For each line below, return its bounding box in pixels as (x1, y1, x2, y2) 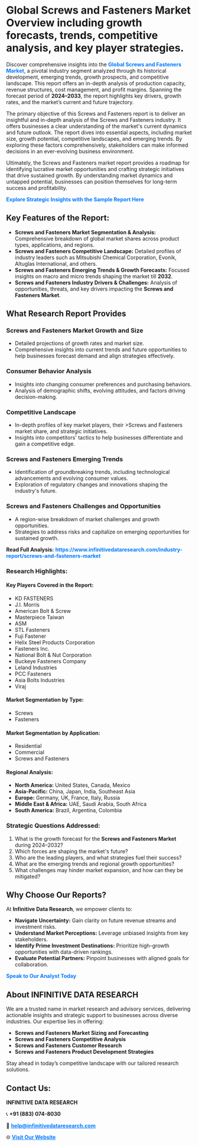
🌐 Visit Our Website (6, 1134, 56, 1141)
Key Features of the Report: (6, 213, 110, 223)
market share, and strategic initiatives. (14, 428, 108, 435)
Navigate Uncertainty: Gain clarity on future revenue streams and (14, 917, 176, 924)
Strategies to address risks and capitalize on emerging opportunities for (14, 528, 190, 535)
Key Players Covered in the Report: (6, 582, 94, 589)
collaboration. (14, 961, 48, 968)
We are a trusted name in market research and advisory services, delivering (6, 1005, 191, 1012)
